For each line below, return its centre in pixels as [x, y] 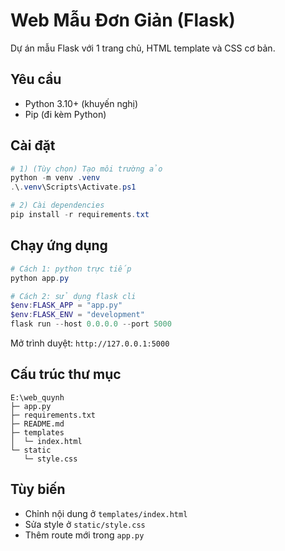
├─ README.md [37, 424]
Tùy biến [38, 489]
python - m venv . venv [55, 178]
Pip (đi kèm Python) [65, 114]
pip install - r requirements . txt [80, 215]
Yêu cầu [36, 79]
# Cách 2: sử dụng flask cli [73, 296]
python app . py [40, 278]
